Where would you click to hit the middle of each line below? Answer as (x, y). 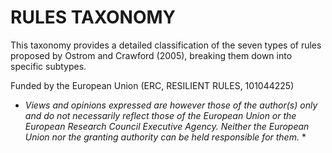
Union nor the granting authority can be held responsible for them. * (165, 137)
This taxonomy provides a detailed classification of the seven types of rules (166, 45)
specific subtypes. (48, 66)
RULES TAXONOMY (93, 17)
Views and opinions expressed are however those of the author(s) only (171, 105)
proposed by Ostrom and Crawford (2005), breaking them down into (151, 55)
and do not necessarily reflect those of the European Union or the (160, 115)
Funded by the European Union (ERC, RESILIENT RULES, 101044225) (152, 85)
